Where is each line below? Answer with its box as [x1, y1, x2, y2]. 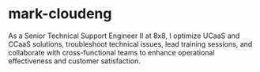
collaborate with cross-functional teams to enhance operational [8, 47, 215, 57]
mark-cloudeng [8, 5, 112, 23]
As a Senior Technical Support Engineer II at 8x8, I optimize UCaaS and [8, 31, 240, 40]
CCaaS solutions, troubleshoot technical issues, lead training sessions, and [8, 39, 253, 48]
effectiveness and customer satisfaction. [8, 56, 141, 66]
